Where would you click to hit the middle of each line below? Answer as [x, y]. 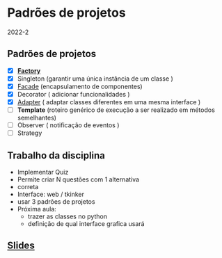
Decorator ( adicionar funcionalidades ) [73, 94]
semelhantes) [37, 118]
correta [28, 187]
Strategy [30, 133]
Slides [21, 246]
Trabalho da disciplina [56, 155]
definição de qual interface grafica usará [86, 224]
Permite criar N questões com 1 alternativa [78, 179]
